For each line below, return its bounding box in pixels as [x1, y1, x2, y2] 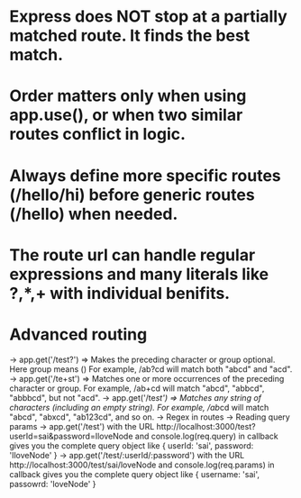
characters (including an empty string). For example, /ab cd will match [9, 402, 269, 412]
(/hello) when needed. [9, 204, 178, 224]
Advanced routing [9, 324, 148, 344]
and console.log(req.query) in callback [134, 430, 279, 441]
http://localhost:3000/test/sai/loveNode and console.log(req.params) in [9, 459, 275, 470]
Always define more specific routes [9, 165, 281, 186]
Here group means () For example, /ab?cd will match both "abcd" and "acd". [9, 363, 293, 375]
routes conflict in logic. [9, 124, 187, 145]
